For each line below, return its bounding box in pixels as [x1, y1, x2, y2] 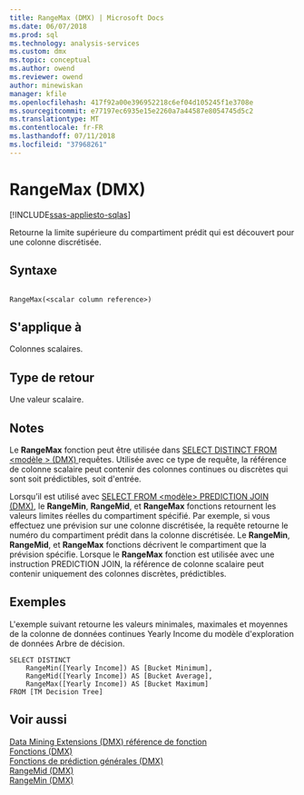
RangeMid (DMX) [9, 765, 74, 776]
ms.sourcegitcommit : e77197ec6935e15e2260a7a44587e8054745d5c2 [9, 106, 254, 115]
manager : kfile [9, 89, 67, 98]
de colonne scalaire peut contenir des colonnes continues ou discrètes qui [9, 463, 289, 474]
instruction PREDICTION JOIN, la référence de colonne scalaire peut [9, 558, 265, 569]
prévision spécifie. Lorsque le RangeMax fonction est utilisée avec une [9, 549, 275, 560]
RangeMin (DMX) [9, 774, 74, 786]
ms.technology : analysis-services [9, 38, 141, 48]
